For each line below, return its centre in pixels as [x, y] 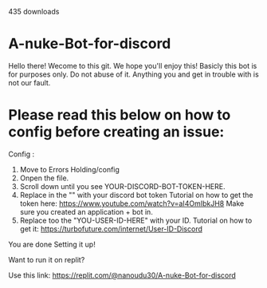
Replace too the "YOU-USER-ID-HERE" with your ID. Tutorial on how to [136, 220]
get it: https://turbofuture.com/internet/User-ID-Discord [111, 229]
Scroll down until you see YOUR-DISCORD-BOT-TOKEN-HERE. [122, 186]
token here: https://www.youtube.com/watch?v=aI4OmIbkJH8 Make [132, 203]
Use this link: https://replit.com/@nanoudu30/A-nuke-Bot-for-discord [122, 275]
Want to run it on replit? [47, 259]
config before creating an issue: [116, 132]
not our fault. [29, 82]
